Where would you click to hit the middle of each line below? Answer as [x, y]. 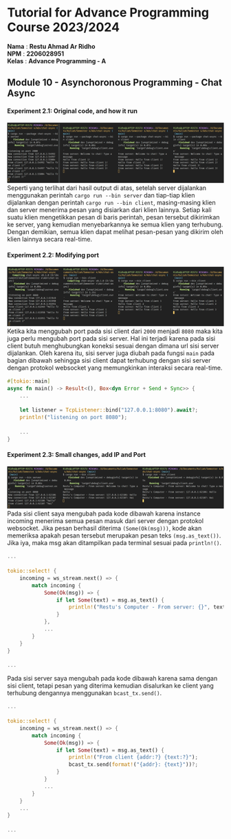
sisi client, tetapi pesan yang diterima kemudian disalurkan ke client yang [111, 686]
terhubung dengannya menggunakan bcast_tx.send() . [85, 693]
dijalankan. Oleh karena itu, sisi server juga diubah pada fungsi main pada [111, 353]
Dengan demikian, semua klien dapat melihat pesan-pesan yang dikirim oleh [115, 232]
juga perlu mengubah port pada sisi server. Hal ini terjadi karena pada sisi [111, 338]
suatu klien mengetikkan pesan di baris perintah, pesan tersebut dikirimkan [113, 217]
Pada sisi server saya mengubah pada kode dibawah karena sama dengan [112, 679]
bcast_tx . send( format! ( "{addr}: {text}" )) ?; [133, 765]
